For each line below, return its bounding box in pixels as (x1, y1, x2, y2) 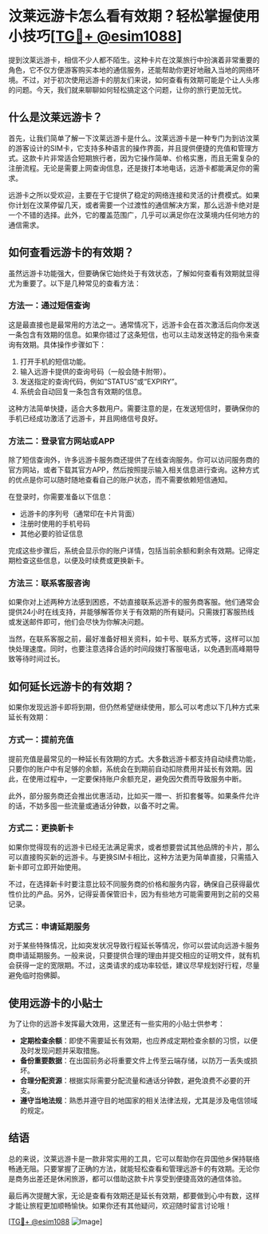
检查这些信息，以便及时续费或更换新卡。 (14, 556, 148, 566)
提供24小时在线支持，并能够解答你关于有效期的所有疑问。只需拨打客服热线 (8, 607, 255, 617)
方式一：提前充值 (8, 735, 74, 746)
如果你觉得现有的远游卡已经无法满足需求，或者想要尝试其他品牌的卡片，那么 (8, 842, 260, 852)
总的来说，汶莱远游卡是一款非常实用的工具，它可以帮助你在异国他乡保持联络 (8, 1153, 260, 1163)
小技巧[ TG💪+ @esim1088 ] (8, 27, 183, 45)
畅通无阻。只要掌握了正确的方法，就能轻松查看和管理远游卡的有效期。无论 (8, 1164, 253, 1173)
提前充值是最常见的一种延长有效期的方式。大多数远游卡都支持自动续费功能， (8, 754, 260, 763)
